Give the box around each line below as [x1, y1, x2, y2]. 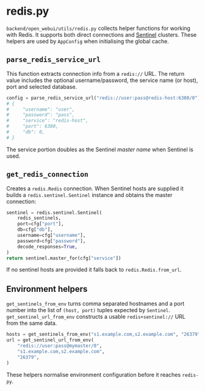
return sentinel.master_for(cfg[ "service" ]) [6, 255, 121, 261]
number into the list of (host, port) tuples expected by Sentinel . [6, 307, 171, 314]
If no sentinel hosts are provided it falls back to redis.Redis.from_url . [6, 266, 182, 274]
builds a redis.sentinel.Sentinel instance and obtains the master [6, 191, 173, 198]
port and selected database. [6, 83, 77, 90]
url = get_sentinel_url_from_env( [6, 337, 95, 343]
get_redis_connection [6, 170, 88, 179]
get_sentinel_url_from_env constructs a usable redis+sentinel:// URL [6, 313, 186, 321]
